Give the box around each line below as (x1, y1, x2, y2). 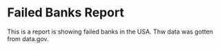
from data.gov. (7, 34, 49, 42)
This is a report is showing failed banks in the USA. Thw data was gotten (7, 27, 214, 36)
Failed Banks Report (7, 5, 124, 21)
